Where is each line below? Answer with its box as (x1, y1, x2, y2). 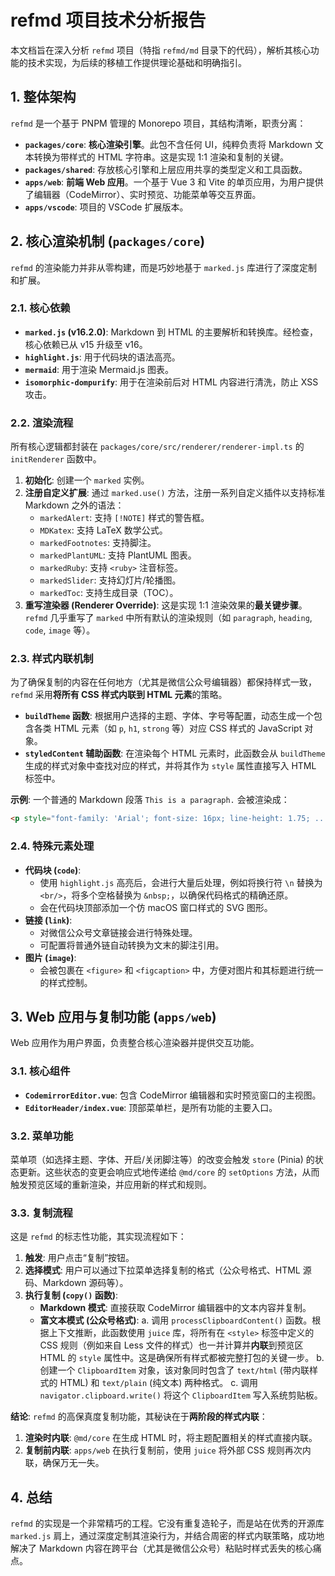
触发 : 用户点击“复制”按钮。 (24, 1252, 135, 1264)
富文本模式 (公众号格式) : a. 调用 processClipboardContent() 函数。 (39, 1314, 313, 1326)
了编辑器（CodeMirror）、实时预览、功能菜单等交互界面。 (24, 188, 262, 200)
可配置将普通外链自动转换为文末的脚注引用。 (39, 939, 225, 951)
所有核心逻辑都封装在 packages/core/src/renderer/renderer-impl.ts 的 (10, 441, 305, 453)
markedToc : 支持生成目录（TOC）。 (39, 587, 179, 599)
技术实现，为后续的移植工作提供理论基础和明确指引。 (27, 56, 247, 68)
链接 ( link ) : (24, 914, 73, 926)
